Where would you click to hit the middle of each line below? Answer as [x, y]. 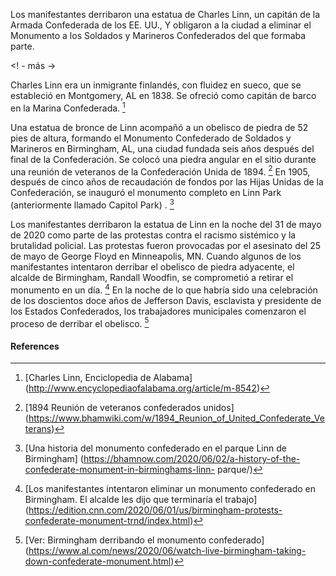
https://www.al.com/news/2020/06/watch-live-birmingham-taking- [167, 551]
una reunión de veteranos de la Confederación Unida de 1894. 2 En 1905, [160, 171]
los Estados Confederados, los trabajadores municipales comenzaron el [158, 311]
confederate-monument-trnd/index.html [107, 521]
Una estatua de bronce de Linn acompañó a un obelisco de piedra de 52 [159, 127]
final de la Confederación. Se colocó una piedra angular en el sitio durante [163, 159]
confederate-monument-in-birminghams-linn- [120, 470]
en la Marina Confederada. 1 [68, 107]
